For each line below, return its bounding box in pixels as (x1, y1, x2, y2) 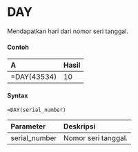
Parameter (10, 122, 46, 131)
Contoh (7, 43, 29, 51)
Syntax (7, 91, 28, 99)
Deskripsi (63, 122, 96, 131)
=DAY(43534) (10, 72, 57, 82)
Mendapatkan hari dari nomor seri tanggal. (7, 27, 129, 35)
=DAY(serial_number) (7, 106, 67, 114)
